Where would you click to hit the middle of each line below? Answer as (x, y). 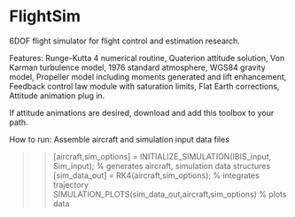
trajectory (71, 184)
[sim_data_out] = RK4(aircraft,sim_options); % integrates (156, 175)
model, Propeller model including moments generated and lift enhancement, (148, 76)
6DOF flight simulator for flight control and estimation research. (125, 41)
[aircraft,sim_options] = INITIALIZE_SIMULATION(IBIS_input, (162, 156)
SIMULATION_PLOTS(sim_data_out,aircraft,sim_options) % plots (170, 194)
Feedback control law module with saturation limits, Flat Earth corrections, (144, 86)
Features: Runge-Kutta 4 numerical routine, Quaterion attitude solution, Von (147, 58)
